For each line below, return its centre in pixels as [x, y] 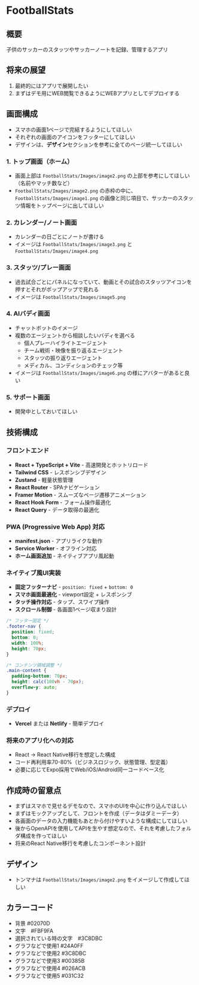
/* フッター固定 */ [28, 621]
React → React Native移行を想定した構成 [65, 754]
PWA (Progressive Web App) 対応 [56, 526]
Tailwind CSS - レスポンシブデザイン [60, 472]
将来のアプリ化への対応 [40, 740]
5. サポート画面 [28, 397]
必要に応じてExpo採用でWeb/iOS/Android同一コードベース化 [89, 769]
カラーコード [30, 908]
